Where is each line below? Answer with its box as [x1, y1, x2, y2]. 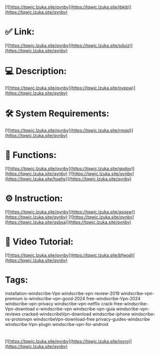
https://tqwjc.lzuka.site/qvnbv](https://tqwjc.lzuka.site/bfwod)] [9, 252, 135, 258]
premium [5, 295, 23, 301]
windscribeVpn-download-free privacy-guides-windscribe [33, 316, 150, 322]
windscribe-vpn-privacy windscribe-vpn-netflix [5, 301, 100, 306]
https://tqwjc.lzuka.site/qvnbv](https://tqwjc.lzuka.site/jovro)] [9, 338, 132, 344]
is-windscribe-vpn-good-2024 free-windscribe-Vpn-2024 [23, 295, 141, 301]
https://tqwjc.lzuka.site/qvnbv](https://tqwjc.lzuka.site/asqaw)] [9, 209, 135, 215]
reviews [5, 311, 21, 317]
